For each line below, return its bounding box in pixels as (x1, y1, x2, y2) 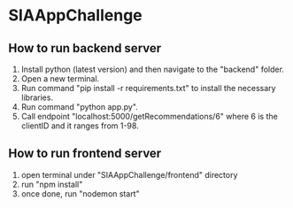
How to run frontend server (8, 146, 162, 161)
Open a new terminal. (20, 73, 100, 84)
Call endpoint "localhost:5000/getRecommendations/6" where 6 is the (20, 112, 278, 121)
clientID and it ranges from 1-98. (20, 120, 139, 131)
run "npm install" (20, 179, 83, 189)
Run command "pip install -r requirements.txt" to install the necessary (20, 83, 276, 93)
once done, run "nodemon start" (20, 188, 140, 199)
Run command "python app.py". (20, 102, 138, 112)
